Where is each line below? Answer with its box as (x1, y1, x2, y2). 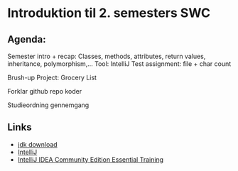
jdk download (17, 140, 58, 148)
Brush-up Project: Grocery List (7, 73, 97, 82)
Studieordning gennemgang (7, 101, 90, 109)
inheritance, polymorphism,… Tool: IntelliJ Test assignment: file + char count (7, 60, 232, 68)
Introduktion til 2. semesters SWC (7, 5, 211, 21)
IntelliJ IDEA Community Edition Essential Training (17, 155, 164, 164)
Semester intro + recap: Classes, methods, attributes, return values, (7, 52, 206, 60)
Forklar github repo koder (7, 87, 82, 95)
